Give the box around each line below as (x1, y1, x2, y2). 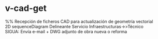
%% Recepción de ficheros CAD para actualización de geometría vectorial (5, 19, 153, 24)
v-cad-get (5, 3, 47, 14)
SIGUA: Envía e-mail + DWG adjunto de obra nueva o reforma (5, 29, 127, 34)
